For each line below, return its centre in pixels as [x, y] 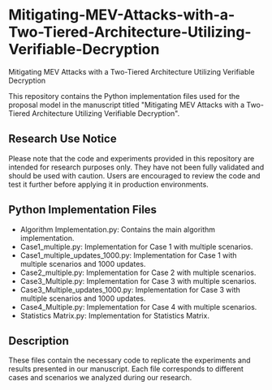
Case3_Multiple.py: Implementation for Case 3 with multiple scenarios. [138, 281]
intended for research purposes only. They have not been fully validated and [136, 167]
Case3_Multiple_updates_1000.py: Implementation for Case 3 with [130, 289]
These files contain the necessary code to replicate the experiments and [130, 360]
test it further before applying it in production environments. [108, 184]
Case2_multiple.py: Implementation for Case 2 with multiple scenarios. [138, 272]
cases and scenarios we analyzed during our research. [100, 378]
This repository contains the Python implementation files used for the [124, 96]
